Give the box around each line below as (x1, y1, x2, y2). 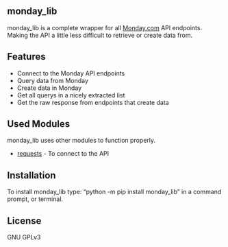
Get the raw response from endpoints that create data (16, 98, 169, 106)
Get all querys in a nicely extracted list (16, 91, 125, 99)
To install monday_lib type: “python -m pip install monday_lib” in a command (7, 188, 222, 196)
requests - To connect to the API (16, 150, 110, 158)
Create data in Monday (16, 84, 82, 92)
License (7, 215, 42, 226)
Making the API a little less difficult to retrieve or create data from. (7, 31, 193, 39)
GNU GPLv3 (7, 233, 41, 242)
